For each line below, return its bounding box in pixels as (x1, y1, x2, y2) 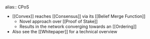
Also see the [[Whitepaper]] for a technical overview (12, 29, 118, 34)
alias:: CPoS (5, 4, 29, 10)
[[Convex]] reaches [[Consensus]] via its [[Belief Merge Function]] (12, 13, 146, 19)
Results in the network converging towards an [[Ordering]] (19, 24, 137, 29)
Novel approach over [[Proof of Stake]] (19, 19, 98, 24)
